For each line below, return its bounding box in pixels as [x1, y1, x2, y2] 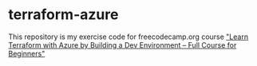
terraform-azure [8, 6, 119, 24]
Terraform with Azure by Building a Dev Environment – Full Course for [8, 40, 237, 49]
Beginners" [8, 49, 45, 58]
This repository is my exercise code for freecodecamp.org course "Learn [8, 32, 249, 41]
